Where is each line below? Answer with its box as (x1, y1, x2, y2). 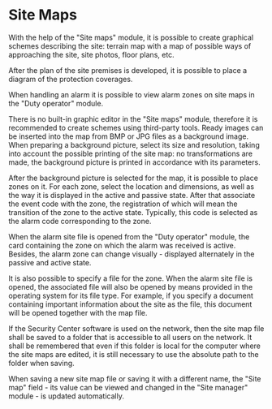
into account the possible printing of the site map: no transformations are (8, 149, 253, 158)
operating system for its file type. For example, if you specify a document (8, 291, 254, 300)
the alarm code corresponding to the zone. (8, 216, 152, 226)
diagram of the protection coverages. (8, 74, 133, 84)
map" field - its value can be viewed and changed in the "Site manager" (8, 382, 248, 392)
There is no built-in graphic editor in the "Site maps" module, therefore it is (8, 114, 258, 123)
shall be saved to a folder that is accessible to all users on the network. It (8, 332, 253, 342)
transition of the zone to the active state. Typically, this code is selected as (8, 207, 258, 217)
